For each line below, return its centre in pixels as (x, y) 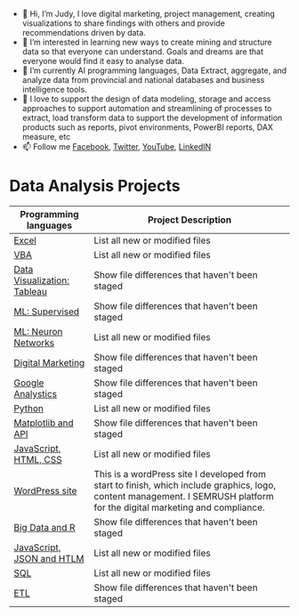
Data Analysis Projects (95, 186)
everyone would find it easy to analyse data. (103, 61)
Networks (34, 343)
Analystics (36, 393)
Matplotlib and (44, 423)
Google (29, 383)
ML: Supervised (47, 312)
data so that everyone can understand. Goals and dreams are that (143, 52)
